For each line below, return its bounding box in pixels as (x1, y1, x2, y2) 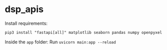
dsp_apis (5, 4, 44, 15)
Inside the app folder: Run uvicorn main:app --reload (5, 39, 116, 45)
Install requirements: (5, 20, 48, 26)
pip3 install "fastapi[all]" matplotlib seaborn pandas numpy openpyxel (5, 30, 162, 35)
